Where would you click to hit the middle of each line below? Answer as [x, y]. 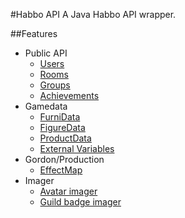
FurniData [60, 117]
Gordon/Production [64, 159]
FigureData [62, 127]
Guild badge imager [80, 202]
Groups [55, 85]
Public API [46, 53]
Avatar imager [68, 191]
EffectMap [61, 170]
